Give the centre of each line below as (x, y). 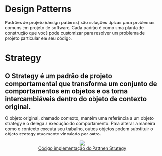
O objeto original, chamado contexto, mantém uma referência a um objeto (80, 118)
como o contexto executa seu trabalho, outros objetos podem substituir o (79, 129)
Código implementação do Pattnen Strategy (82, 148)
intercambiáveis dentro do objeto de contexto (76, 99)
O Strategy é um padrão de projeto (59, 76)
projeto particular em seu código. (39, 38)
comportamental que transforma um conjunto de (81, 83)
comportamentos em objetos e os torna (67, 91)
